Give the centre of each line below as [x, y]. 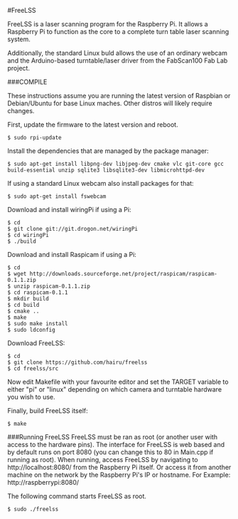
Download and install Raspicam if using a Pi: [72, 255]
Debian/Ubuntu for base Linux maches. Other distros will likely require [110, 103]
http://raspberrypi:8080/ [43, 482]
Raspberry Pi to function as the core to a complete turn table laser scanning [118, 32]
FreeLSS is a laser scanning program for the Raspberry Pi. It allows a [108, 24]
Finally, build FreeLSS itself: [48, 411]
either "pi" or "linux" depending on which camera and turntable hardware [115, 389]
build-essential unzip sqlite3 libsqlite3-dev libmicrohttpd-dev [106, 170]
